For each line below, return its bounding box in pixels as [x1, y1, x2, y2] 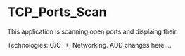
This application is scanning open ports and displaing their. [7, 27, 178, 36]
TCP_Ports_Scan [7, 4, 107, 20]
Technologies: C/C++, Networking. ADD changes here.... [7, 41, 172, 49]
